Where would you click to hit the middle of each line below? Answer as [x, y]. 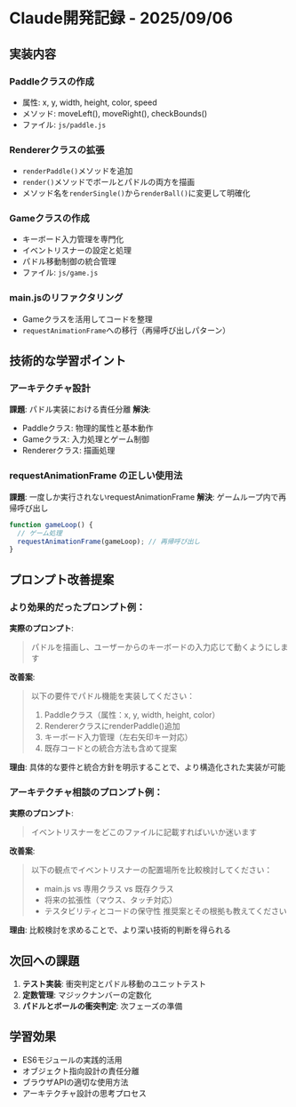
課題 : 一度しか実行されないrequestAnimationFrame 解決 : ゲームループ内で [144, 497]
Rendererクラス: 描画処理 [68, 451]
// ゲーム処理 [40, 533]
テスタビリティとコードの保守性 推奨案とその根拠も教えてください [165, 911]
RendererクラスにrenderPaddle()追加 [112, 726]
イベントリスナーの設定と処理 [76, 251]
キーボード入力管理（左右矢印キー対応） [118, 737]
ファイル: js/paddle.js [64, 124]
